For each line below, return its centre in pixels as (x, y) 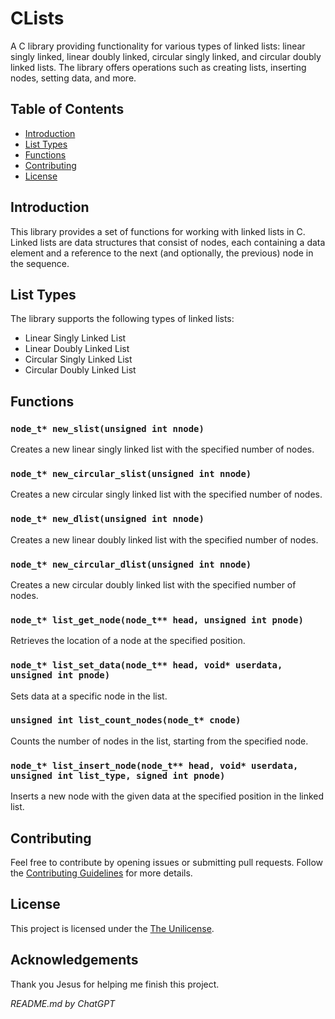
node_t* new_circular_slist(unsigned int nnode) (131, 473)
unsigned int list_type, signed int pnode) (118, 775)
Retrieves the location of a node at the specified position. (128, 641)
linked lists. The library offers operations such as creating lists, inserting (158, 67)
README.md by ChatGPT (63, 1003)
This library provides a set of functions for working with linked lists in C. (158, 231)
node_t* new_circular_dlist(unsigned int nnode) (131, 564)
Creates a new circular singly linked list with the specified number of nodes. (166, 494)
